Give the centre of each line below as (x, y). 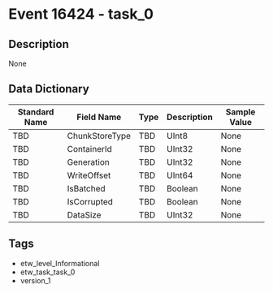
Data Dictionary (49, 89)
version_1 (35, 280)
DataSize (84, 214)
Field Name (99, 117)
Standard (36, 112)
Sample (240, 112)
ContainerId (89, 149)
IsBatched (86, 188)
